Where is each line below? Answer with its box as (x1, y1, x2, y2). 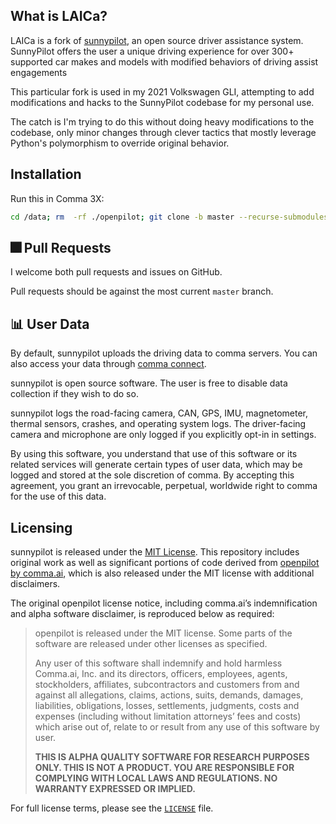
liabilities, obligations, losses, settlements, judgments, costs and (34, 699, 300, 711)
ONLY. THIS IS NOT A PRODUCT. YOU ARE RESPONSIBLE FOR (34, 761, 295, 773)
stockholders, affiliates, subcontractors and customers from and (34, 678, 300, 690)
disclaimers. (10, 577, 61, 589)
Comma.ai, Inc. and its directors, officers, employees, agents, (34, 667, 288, 679)
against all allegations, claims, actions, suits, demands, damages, (34, 689, 304, 701)
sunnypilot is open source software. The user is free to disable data (10, 377, 288, 389)
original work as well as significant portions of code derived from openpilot (10, 556, 320, 568)
